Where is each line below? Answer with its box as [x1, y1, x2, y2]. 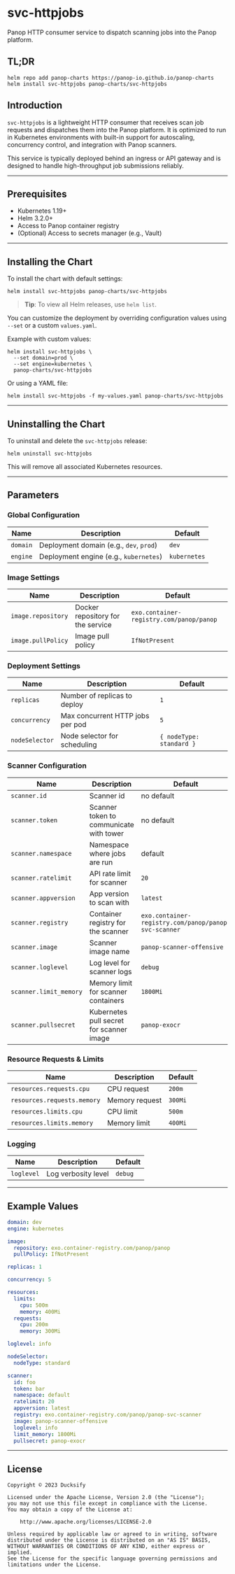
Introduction [7, 99, 63, 111]
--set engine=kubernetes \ [13, 360, 92, 368]
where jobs [89, 848, 126, 858]
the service [74, 619, 112, 629]
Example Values [7, 1200, 79, 1212]
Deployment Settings [7, 661, 80, 670]
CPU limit [107, 1106, 138, 1116]
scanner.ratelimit [10, 873, 72, 882]
